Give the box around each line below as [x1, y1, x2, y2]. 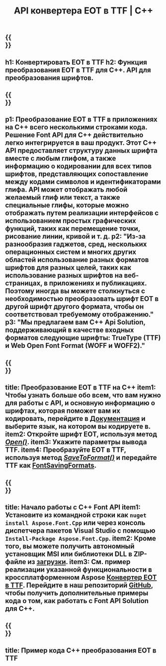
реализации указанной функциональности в [5, 565, 153, 574]
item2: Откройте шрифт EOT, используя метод [5, 430, 158, 439]
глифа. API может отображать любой [5, 185, 128, 194]
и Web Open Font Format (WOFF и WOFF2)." [5, 341, 145, 350]
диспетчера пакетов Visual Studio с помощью [5, 526, 156, 535]
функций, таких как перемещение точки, [5, 225, 141, 233]
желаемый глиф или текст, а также [5, 193, 120, 202]
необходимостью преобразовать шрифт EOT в [5, 295, 159, 303]
